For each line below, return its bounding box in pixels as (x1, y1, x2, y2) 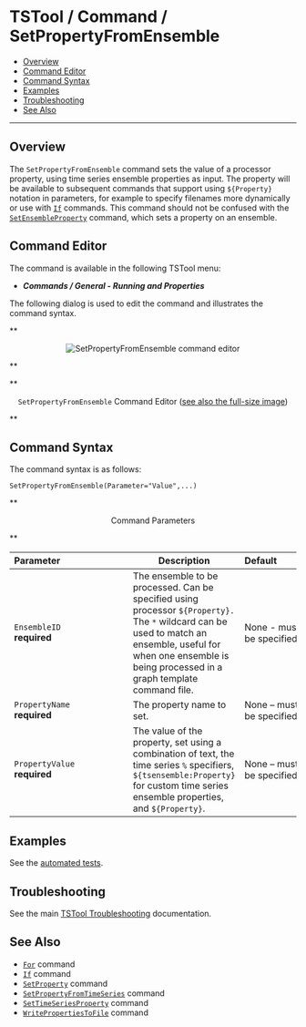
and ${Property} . (132, 802, 206, 815)
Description (158, 554, 210, 567)
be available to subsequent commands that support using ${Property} (9, 182, 273, 193)
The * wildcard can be (132, 615, 228, 628)
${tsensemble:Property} (132, 770, 236, 781)
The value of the (132, 724, 203, 737)
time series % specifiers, (132, 759, 235, 772)
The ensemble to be (132, 570, 219, 582)
